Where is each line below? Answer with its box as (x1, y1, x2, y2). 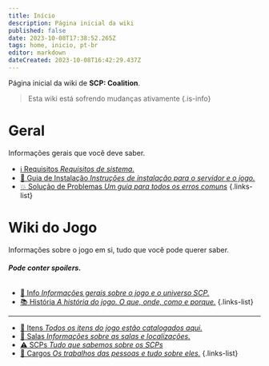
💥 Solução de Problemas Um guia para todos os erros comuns (19, 181, 228, 191)
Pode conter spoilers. (8, 263, 82, 273)
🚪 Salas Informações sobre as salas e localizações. (19, 331, 191, 340)
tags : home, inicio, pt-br (8, 42, 98, 50)
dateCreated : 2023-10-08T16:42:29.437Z (8, 57, 142, 65)
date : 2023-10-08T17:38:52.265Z (8, 34, 116, 42)
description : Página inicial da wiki (8, 19, 134, 27)
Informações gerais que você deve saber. (8, 148, 146, 157)
